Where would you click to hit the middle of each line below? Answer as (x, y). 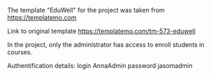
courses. (20, 52)
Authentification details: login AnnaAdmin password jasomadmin (100, 65)
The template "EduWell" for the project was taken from (86, 10)
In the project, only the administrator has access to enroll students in (106, 44)
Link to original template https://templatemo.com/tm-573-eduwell (101, 31)
